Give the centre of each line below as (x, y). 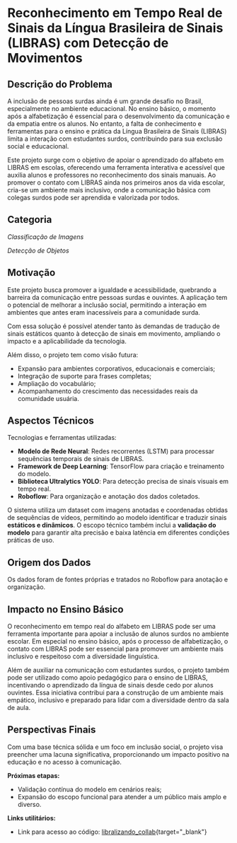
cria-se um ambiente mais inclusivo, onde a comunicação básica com (109, 190)
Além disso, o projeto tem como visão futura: (73, 354)
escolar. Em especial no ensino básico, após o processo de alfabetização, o (118, 641)
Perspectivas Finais (52, 730)
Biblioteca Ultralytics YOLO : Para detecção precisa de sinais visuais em (123, 482)
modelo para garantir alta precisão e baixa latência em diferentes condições (118, 533)
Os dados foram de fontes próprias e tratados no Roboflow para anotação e (118, 580)
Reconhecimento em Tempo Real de (115, 13)
